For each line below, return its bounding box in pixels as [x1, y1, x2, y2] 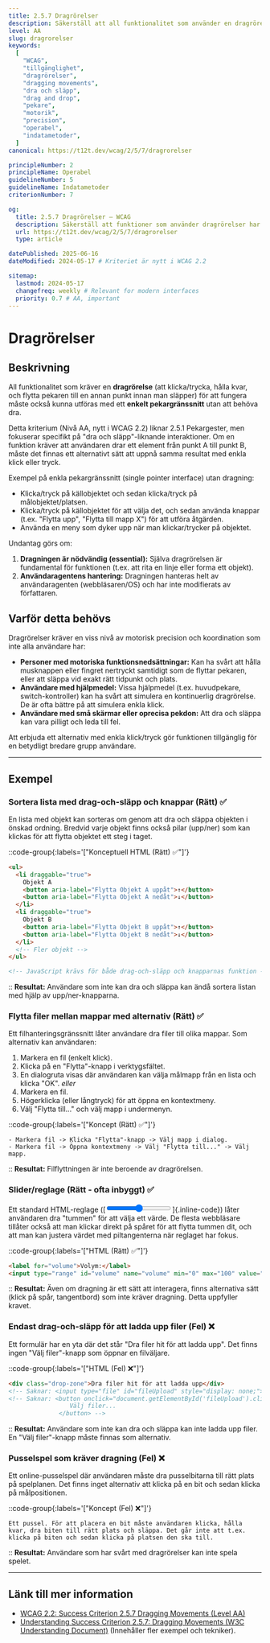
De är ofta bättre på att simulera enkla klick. [19, 700, 165, 710]
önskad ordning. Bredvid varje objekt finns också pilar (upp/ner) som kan [8, 822, 251, 833]
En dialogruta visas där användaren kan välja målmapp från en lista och [19, 1070, 256, 1080]
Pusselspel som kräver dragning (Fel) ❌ [8, 1453, 166, 1464]
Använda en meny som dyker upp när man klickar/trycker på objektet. [19, 523, 252, 533]
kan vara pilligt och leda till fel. [19, 717, 121, 727]
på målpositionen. [8, 1488, 67, 1497]
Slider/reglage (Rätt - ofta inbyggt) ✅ [8, 1184, 154, 1196]
